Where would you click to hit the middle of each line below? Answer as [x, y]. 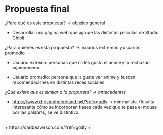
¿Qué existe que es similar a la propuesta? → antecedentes [66, 92]
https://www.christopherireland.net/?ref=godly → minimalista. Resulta [83, 101]
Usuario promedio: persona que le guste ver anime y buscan [74, 77]
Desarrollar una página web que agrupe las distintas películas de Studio [85, 32]
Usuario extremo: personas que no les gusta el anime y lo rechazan [81, 62]
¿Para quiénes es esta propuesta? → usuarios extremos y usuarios [73, 47]
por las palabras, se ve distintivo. [46, 112]
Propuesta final [37, 9]
